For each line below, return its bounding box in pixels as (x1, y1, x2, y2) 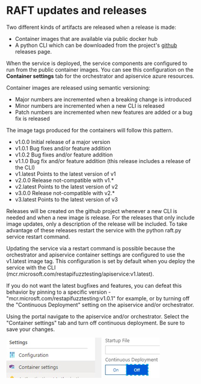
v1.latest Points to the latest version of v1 (14, 170, 116, 178)
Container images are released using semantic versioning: (6, 84, 150, 91)
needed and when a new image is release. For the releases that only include (6, 214, 195, 221)
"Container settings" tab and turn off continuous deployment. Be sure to (6, 319, 185, 326)
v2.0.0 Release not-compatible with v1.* (14, 176, 114, 184)
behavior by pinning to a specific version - (6, 288, 111, 296)
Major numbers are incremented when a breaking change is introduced (14, 96, 191, 103)
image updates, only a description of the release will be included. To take (6, 220, 188, 228)
